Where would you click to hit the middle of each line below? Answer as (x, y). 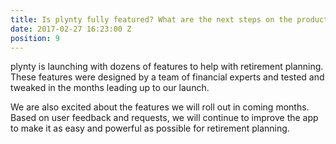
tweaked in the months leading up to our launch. (110, 88)
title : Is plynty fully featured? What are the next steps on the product (169, 19)
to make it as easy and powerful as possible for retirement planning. (150, 128)
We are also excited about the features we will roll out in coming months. (160, 107)
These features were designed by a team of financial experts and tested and (167, 77)
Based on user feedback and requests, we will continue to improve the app (164, 118)
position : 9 (35, 38)
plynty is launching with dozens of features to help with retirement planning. (167, 67)
